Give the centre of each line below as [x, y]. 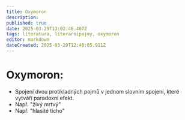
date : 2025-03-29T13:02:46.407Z [47, 28]
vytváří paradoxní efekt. [44, 98]
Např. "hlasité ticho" [40, 110]
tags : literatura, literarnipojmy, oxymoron [63, 34]
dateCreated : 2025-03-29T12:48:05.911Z [56, 46]
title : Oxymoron [26, 12]
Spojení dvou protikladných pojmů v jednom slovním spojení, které [97, 91]
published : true [26, 23]
